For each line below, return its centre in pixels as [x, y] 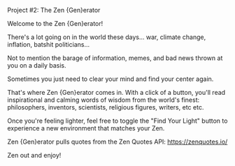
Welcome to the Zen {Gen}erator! [55, 23]
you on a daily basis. [37, 65]
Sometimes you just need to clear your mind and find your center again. [111, 79]
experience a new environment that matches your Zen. [86, 128]
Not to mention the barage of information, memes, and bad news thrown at [115, 58]
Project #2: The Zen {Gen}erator [54, 10]
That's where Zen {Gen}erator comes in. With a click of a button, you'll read [116, 92]
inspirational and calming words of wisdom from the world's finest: [104, 100]
